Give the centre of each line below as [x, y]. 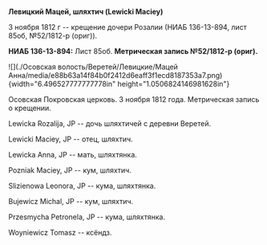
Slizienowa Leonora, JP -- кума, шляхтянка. [82, 186]
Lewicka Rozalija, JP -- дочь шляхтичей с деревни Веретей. [110, 123]
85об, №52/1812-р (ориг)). [53, 36]
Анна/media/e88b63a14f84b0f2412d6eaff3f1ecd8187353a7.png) [115, 75]
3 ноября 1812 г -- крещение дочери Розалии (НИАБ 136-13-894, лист [127, 27]
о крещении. [30, 108]
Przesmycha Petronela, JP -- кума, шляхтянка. [87, 217]
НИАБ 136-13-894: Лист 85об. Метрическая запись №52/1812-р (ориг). [133, 51]
